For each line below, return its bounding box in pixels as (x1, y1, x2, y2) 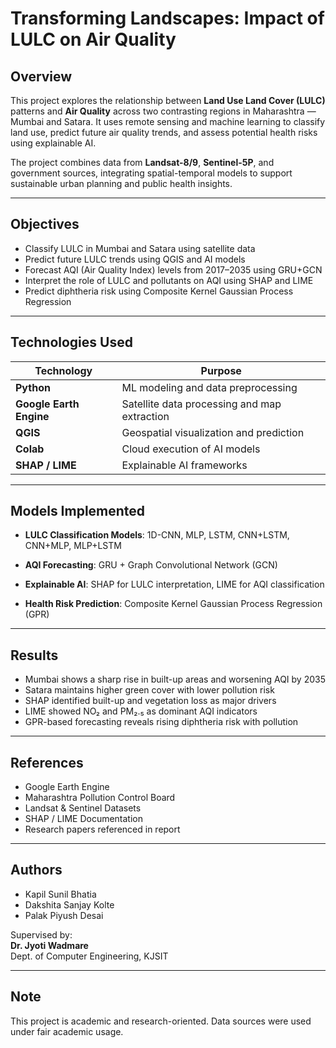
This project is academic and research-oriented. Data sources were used (10, 1015, 312, 1027)
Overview (10, 68, 73, 85)
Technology (34, 363, 93, 377)
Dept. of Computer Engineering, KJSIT (10, 950, 169, 962)
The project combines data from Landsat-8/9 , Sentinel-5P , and (10, 157, 275, 168)
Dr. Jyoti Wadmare (10, 939, 89, 951)
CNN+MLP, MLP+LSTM (24, 540, 122, 552)
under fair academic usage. (10, 1025, 124, 1037)
